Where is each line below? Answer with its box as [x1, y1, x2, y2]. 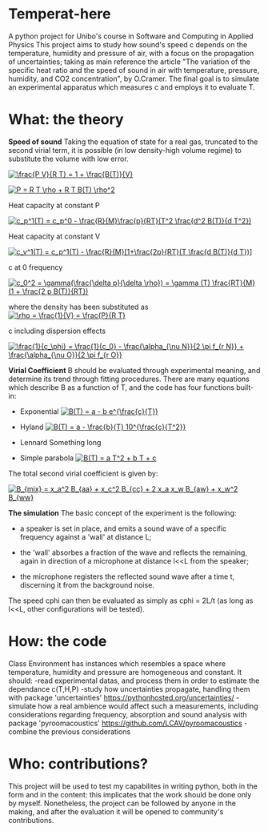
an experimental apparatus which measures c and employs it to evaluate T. [8, 82, 256, 92]
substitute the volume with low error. [8, 154, 130, 163]
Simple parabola [19, 453, 74, 463]
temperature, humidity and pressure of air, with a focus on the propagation [8, 48, 254, 58]
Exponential [19, 406, 59, 416]
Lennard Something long [19, 437, 102, 447]
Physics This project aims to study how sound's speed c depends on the [8, 39, 248, 49]
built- [235, 382, 254, 392]
